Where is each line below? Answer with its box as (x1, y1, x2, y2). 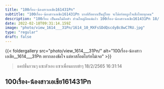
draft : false (5, 35, 32, 40)
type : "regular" (5, 30, 38, 35)
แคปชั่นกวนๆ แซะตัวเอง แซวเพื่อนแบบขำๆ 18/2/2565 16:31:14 (17, 63, 122, 69)
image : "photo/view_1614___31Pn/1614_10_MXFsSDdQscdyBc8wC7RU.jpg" (5, 25, 145, 30)
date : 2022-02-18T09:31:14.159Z (5, 21, 71, 26)
